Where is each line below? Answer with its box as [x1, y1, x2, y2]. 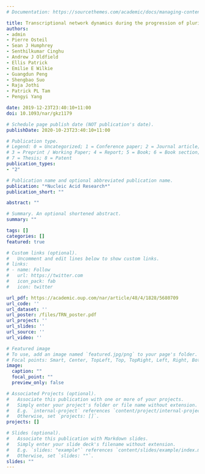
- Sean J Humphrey [6, 43, 53, 49]
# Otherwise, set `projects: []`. [6, 413, 99, 420]
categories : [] [6, 233, 45, 239]
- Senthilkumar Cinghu [6, 48, 64, 55]
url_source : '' [6, 329, 45, 335]
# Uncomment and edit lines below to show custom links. [6, 256, 160, 262]
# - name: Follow [6, 267, 51, 273]
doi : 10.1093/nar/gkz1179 [6, 110, 72, 117]
